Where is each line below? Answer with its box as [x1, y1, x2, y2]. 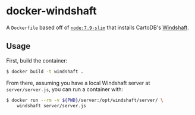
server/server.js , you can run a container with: [6, 85, 124, 93]
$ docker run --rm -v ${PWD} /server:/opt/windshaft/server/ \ [6, 97, 163, 103]
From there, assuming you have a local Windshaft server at [6, 79, 150, 86]
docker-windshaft [6, 4, 97, 18]
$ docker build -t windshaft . [6, 69, 84, 74]
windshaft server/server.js [17, 102, 86, 108]
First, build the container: [6, 57, 68, 64]
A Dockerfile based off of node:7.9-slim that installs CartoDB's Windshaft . [6, 24, 189, 31]
